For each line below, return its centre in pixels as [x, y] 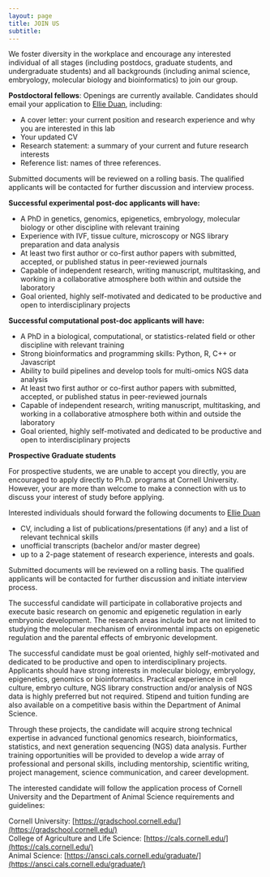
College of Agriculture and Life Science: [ [77, 838]
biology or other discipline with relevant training [100, 227]
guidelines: [27, 806]
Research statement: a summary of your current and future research [134, 146]
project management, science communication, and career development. [129, 772]
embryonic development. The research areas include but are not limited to [132, 621]
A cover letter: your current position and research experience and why [137, 120]
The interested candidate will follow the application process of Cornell [125, 789]
